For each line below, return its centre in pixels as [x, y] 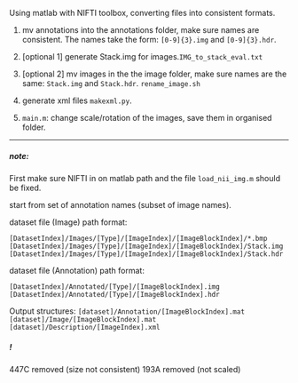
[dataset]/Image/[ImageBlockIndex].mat [83, 319]
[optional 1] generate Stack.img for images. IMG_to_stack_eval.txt [142, 56]
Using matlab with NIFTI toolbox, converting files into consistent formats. [142, 13]
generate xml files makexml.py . [77, 100]
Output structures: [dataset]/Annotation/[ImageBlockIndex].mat [127, 311]
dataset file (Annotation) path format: [77, 270]
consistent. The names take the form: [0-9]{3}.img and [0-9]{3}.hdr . [149, 40]
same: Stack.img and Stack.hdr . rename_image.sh [111, 83]
